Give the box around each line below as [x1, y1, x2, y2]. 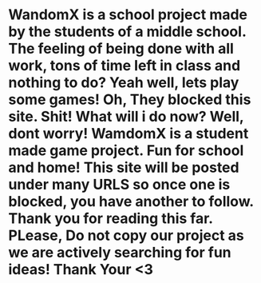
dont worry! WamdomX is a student [8, 125, 249, 143]
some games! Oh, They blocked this [8, 90, 251, 109]
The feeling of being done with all [8, 40, 234, 58]
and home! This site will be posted [8, 158, 239, 177]
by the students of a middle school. [8, 22, 247, 41]
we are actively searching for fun [8, 244, 231, 261]
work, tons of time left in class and [8, 57, 241, 75]
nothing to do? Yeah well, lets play [8, 74, 239, 92]
